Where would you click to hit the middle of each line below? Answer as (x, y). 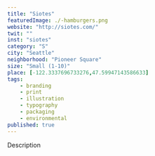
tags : (15, 79)
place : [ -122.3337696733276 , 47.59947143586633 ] (78, 72)
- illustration (42, 99)
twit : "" (20, 33)
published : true (31, 125)
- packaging (37, 112)
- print (31, 92)
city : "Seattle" (31, 53)
